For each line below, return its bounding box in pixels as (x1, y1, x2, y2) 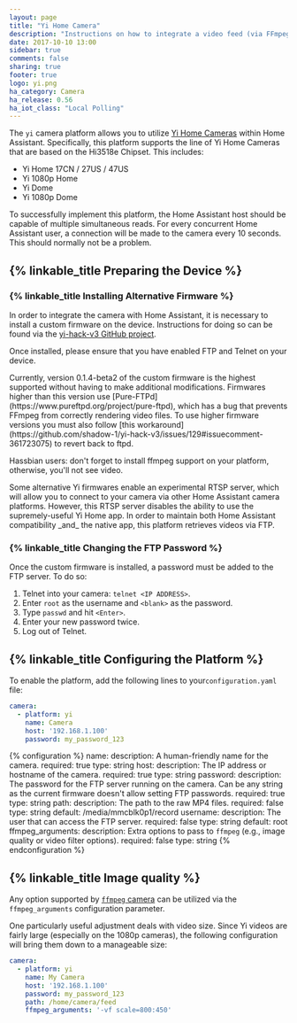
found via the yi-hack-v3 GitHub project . (9, 329, 156, 339)
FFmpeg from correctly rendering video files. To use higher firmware (9, 409, 259, 421)
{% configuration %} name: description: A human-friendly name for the (9, 750, 269, 762)
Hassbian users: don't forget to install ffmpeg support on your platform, (9, 455, 270, 466)
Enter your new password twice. (21, 616, 140, 627)
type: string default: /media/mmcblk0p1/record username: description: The (9, 807, 281, 818)
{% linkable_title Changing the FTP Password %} (9, 541, 223, 554)
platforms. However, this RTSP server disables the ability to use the (9, 500, 255, 511)
